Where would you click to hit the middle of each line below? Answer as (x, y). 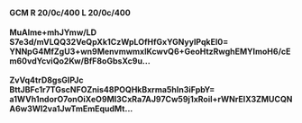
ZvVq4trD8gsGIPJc (46, 80)
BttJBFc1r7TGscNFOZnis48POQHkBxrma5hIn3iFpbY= (112, 90)
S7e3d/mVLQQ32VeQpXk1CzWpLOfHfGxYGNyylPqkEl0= (119, 42)
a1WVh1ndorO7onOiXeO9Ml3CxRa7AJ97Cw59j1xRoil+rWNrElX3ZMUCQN (151, 100)
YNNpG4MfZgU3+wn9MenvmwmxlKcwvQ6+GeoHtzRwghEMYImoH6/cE (150, 52)
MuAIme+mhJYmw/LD (53, 32)
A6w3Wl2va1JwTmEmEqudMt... (71, 109)
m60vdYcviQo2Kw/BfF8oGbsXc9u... (80, 61)
